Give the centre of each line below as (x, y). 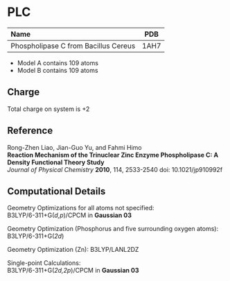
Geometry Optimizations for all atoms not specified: (81, 208)
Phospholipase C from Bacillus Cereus (73, 46)
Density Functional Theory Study (56, 162)
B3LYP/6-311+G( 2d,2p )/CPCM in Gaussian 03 (73, 271)
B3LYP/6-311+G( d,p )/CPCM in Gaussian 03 (69, 215)
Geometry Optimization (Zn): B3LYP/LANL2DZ (73, 250)
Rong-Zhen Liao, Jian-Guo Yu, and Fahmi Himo (74, 147)
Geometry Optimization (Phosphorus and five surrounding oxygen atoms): (113, 229)
